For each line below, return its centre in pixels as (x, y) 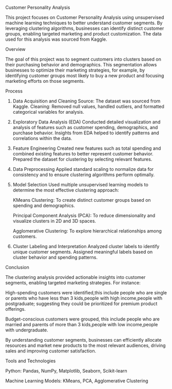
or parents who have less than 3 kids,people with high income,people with (84, 298)
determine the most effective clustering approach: (66, 190)
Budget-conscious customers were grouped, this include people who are (83, 319)
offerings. (16, 309)
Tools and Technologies (31, 361)
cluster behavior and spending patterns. (55, 257)
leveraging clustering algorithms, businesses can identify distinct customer (85, 28)
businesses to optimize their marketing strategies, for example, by (75, 70)
